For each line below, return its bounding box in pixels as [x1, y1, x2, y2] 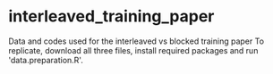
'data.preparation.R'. [8, 54, 84, 65]
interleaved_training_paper [8, 6, 215, 27]
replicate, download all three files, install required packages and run [8, 45, 259, 55]
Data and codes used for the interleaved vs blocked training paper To [8, 36, 265, 46]
